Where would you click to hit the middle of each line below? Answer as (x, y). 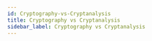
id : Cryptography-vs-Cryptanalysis (59, 14)
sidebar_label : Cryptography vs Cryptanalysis (76, 26)
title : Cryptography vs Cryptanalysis (64, 20)
